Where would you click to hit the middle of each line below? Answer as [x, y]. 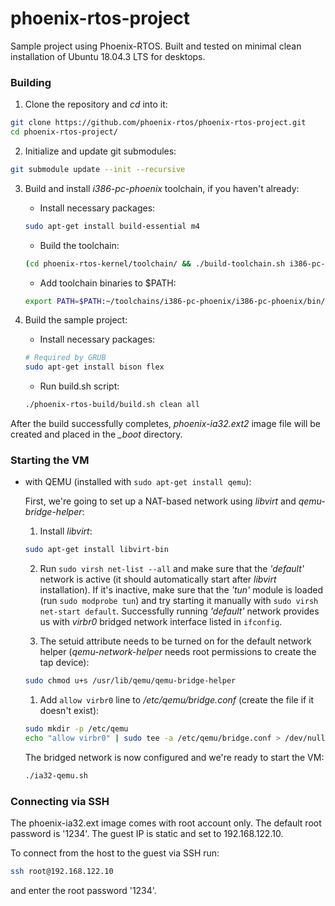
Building [31, 82]
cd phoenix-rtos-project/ [64, 132]
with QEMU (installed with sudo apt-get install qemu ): [138, 482]
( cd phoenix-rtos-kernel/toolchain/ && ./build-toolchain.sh [155, 263]
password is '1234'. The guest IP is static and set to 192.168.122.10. [147, 834]
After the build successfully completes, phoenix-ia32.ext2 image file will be [166, 424]
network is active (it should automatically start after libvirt [158, 579]
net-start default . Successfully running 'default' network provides [179, 611]
